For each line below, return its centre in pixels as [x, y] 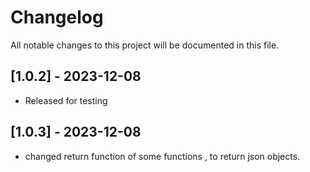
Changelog [57, 17]
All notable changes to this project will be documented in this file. [145, 45]
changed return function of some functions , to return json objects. [162, 156]
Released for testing [66, 100]
